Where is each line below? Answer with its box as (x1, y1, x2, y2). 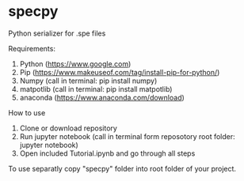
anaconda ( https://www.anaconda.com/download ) (19, 92, 185, 102)
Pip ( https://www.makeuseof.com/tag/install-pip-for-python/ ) (19, 67, 220, 77)
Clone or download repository (19, 123, 117, 133)
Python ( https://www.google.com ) (19, 58, 132, 69)
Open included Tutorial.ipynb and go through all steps (19, 149, 196, 158)
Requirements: (8, 43, 55, 53)
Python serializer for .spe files (8, 28, 106, 38)
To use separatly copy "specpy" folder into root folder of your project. (8, 164, 236, 173)
